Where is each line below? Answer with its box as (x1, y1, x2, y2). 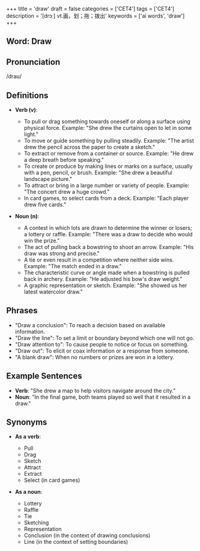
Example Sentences (6, 371, 82, 381)
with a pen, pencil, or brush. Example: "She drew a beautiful (23, 169, 172, 176)
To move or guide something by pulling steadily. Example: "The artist (23, 137, 194, 144)
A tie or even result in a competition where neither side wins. (23, 256, 174, 263)
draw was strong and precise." (23, 250, 100, 257)
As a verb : (14, 433, 41, 440)
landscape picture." (23, 176, 73, 183)
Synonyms (6, 417, 47, 428)
